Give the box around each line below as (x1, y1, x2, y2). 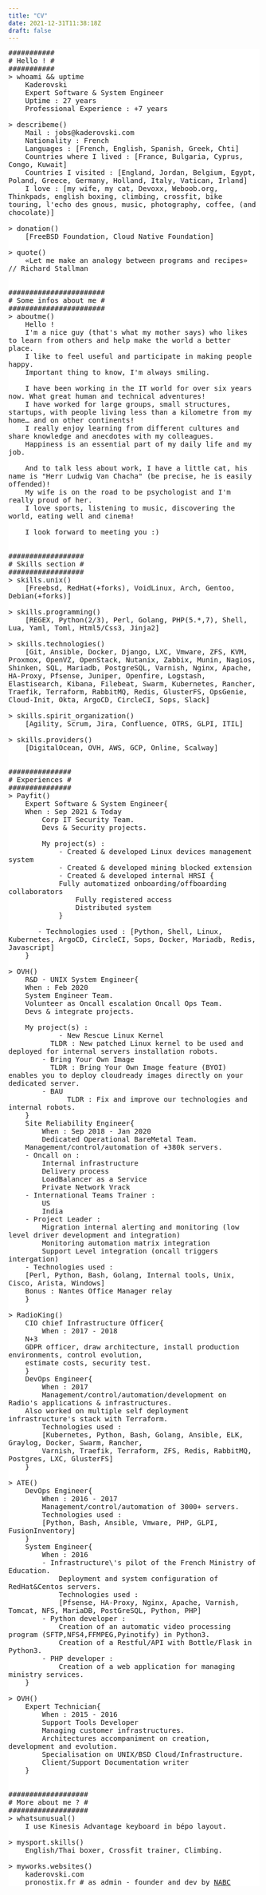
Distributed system (75, 904, 151, 912)
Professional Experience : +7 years (25, 105, 169, 113)
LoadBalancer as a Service (41, 1175, 147, 1184)
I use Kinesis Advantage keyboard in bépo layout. (25, 1822, 227, 1831)
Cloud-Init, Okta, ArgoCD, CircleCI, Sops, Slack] (8, 696, 210, 705)
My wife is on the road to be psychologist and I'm (25, 488, 231, 497)
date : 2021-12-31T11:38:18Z (8, 19, 102, 27)
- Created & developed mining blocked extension (58, 864, 252, 872)
